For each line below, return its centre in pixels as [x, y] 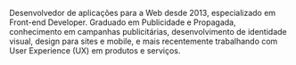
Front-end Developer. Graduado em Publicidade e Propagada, [123, 22]
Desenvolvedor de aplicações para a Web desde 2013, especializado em [143, 13]
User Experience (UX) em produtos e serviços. [95, 51]
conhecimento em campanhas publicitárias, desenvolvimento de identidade [148, 32]
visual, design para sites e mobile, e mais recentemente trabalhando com [144, 41]
